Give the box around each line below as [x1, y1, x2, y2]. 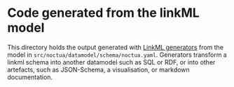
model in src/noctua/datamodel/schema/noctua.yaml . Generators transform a [7, 51, 228, 59]
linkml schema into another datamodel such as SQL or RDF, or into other [7, 58, 216, 66]
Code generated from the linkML [7, 5, 200, 21]
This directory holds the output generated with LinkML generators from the [7, 43, 224, 51]
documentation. [7, 72, 53, 81]
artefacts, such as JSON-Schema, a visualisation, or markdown [7, 65, 191, 74]
